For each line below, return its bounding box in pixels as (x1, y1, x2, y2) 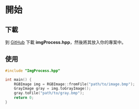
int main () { (5, 77, 32, 82)
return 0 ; (14, 95, 34, 100)
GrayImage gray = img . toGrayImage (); (14, 86, 91, 91)
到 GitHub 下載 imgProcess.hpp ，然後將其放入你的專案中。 (5, 40, 126, 45)
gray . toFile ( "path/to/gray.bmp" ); (14, 91, 84, 96)
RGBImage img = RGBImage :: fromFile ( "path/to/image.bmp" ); (14, 82, 135, 87)
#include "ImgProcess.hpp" (5, 68, 60, 73)
